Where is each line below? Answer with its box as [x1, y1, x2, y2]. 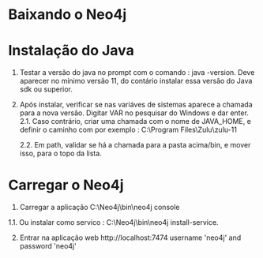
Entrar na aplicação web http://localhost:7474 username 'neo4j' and [19, 233, 242, 242]
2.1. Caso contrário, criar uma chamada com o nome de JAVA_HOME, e [19, 117, 251, 126]
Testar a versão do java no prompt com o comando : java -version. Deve [19, 68, 255, 77]
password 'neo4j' [19, 241, 77, 251]
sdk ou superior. [19, 84, 73, 94]
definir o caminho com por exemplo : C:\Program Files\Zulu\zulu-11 [19, 125, 237, 135]
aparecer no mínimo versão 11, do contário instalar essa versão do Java [19, 77, 253, 86]
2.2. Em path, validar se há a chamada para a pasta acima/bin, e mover [19, 140, 251, 150]
